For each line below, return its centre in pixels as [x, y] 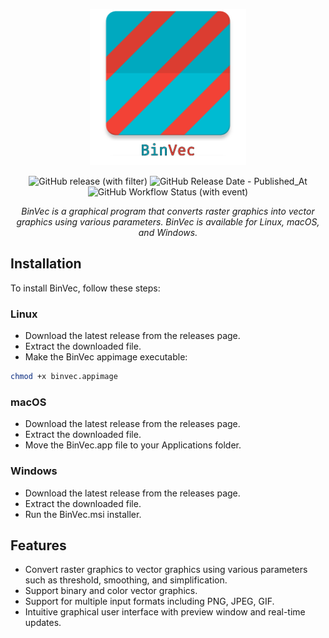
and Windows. [168, 232]
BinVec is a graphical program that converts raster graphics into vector [168, 211]
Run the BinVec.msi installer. [83, 514]
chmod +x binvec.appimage [64, 377]
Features [38, 545]
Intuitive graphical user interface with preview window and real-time [165, 612]
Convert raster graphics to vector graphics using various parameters [166, 570]
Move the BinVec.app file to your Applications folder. [133, 445]
